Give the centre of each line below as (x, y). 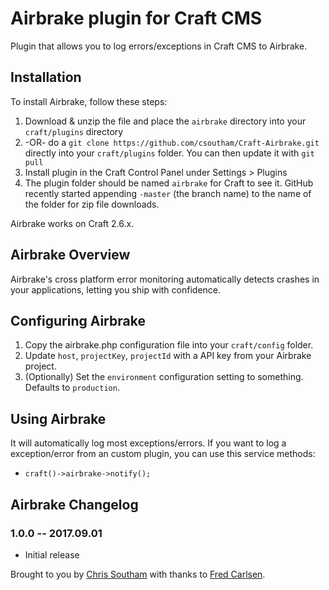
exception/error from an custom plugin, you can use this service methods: (163, 454)
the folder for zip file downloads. (92, 204)
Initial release (52, 554)
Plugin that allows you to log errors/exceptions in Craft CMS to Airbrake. (159, 46)
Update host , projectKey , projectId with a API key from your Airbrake (168, 356)
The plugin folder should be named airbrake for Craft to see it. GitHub (169, 183)
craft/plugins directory (74, 131)
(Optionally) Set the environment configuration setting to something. (164, 377)
